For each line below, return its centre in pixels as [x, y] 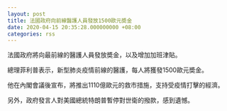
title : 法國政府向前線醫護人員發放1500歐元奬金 [70, 21]
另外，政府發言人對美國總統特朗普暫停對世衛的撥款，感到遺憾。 [100, 100]
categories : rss [31, 34]
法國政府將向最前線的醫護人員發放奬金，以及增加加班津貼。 [94, 55]
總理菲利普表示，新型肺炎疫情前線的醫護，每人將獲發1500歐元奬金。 [107, 70]
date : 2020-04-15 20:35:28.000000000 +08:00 [74, 27]
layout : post [27, 14]
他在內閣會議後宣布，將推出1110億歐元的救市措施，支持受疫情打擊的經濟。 [116, 85]
